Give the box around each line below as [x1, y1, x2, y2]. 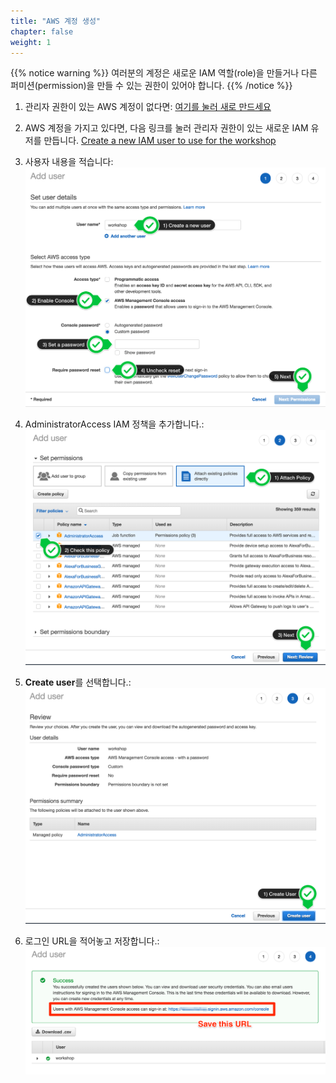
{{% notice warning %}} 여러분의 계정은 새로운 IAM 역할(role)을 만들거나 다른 [10, 67, 318, 79]
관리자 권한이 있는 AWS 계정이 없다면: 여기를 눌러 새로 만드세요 [24, 101, 272, 113]
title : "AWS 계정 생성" [10, 16, 102, 26]
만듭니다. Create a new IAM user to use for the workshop [43, 135, 277, 147]
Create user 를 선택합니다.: [24, 676, 132, 688]
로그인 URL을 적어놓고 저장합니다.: [24, 935, 160, 947]
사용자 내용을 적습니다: [24, 156, 114, 168]
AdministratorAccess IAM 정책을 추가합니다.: [24, 418, 205, 430]
